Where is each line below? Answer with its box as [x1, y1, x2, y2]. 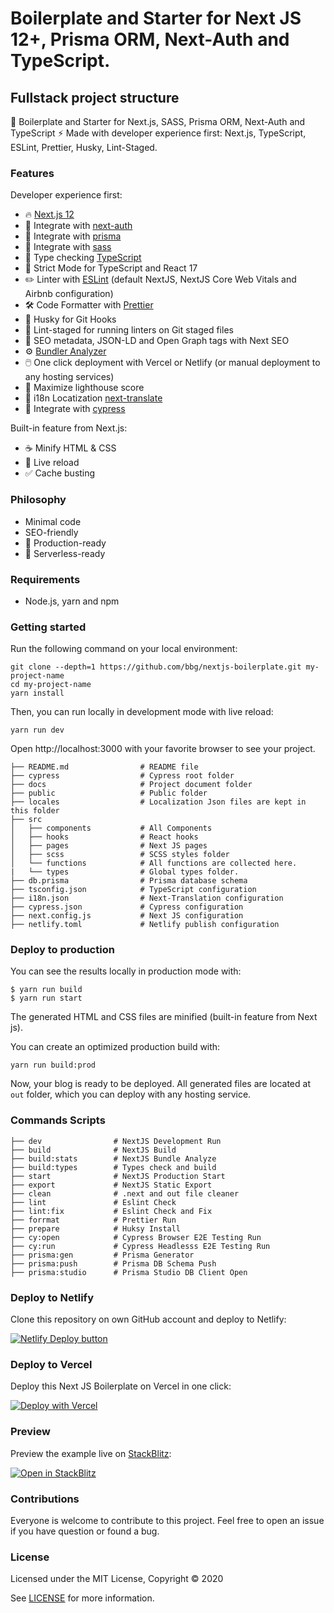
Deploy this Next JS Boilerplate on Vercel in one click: [10, 1380, 232, 1392]
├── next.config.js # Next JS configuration [10, 911, 244, 921]
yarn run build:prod [10, 1060, 97, 1071]
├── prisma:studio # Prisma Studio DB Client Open [10, 1267, 248, 1277]
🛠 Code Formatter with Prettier [24, 299, 154, 311]
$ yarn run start [10, 993, 83, 1004]
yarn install [10, 688, 65, 699]
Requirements [10, 572, 81, 586]
